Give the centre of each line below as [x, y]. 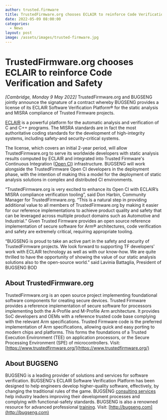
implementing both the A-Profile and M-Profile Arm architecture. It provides [83, 311]
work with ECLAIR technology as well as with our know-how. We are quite [81, 252]
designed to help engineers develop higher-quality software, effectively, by [82, 386]
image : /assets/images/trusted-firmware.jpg [52, 38]
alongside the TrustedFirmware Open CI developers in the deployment [77, 169]
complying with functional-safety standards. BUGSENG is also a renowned [82, 402]
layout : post [19, 33]
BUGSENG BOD [21, 267]
